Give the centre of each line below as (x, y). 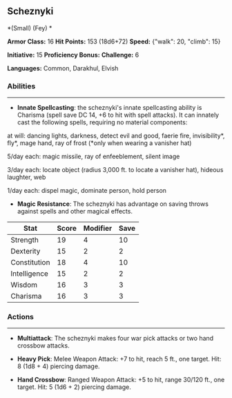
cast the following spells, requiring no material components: (102, 122)
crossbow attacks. (43, 345)
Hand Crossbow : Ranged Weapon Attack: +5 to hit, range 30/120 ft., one (121, 380)
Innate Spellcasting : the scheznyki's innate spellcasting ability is (109, 108)
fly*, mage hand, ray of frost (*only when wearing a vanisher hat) (99, 143)
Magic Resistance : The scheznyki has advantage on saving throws (113, 204)
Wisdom (24, 285)
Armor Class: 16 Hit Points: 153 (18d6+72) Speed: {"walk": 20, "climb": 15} (114, 41)
